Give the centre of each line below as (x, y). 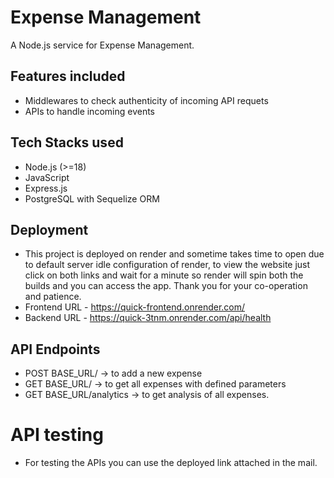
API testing (57, 435)
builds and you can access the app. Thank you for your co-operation (166, 286)
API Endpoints (55, 349)
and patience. (53, 297)
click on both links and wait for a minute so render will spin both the (164, 275)
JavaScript (47, 177)
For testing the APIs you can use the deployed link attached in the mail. (171, 463)
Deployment (49, 229)
